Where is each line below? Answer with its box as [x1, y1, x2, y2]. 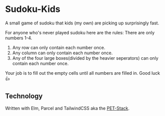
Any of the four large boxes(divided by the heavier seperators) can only [12, 55, 159, 61]
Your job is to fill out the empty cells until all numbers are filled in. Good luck [5, 70, 160, 76]
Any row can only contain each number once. [12, 44, 106, 50]
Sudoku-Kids [5, 3, 60, 15]
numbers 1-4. [5, 35, 32, 41]
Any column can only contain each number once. [12, 50, 113, 56]
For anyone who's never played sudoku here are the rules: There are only [5, 29, 155, 35]
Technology [5, 92, 43, 101]
